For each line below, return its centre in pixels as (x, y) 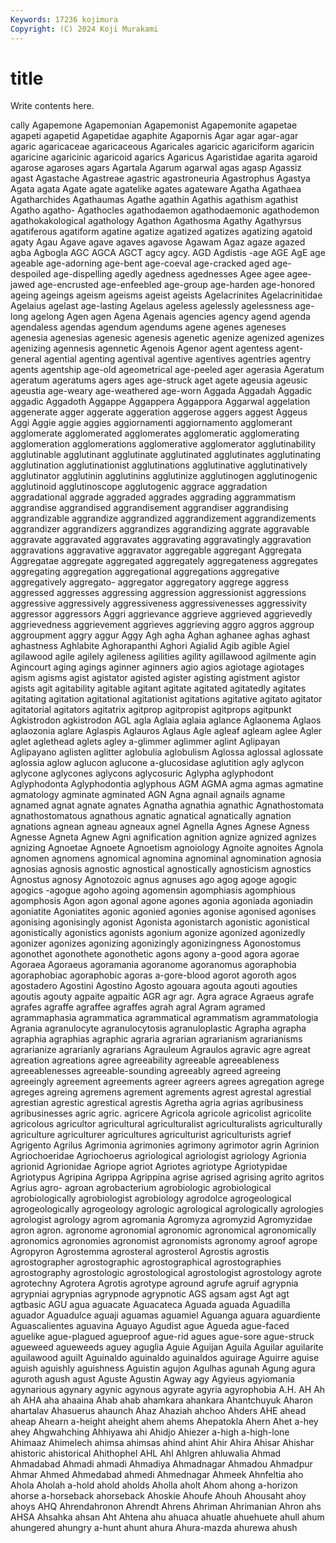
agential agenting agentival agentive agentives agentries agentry (177, 359)
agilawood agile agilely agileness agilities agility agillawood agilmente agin (163, 657)
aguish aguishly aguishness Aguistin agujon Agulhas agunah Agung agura (163, 1368)
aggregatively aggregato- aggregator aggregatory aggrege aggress (150, 582)
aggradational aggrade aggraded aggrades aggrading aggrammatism (153, 497)
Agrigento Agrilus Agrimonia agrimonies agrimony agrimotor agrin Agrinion (165, 1145)
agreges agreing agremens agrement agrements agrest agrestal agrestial (161, 1092)
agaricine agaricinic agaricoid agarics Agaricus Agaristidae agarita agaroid (164, 157)
